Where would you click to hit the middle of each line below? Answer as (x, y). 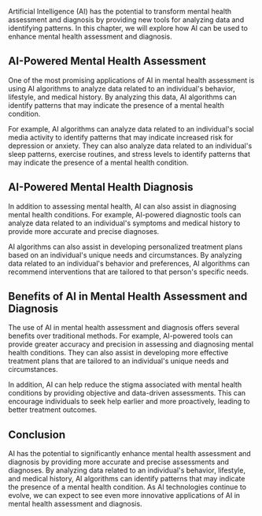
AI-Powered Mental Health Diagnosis (101, 187)
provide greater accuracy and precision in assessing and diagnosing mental (131, 344)
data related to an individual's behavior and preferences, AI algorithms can (129, 263)
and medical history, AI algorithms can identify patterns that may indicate (127, 479)
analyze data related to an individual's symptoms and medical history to (124, 223)
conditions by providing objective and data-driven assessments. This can (127, 393)
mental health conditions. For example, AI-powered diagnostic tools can (125, 214)
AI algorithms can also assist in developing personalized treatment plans (125, 247)
